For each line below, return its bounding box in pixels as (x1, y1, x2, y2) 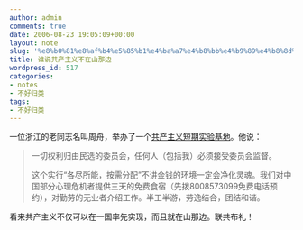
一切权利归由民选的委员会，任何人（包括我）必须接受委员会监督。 (31, 151, 277, 161)
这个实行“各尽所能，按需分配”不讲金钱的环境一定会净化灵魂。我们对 (31, 170, 284, 180)
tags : (9, 97, 30, 106)
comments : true (9, 22, 67, 31)
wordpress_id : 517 (9, 64, 78, 73)
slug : (9, 47, 30, 56)
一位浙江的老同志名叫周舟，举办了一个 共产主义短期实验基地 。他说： (9, 132, 262, 143)
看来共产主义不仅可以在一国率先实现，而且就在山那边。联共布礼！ (9, 211, 254, 222)
